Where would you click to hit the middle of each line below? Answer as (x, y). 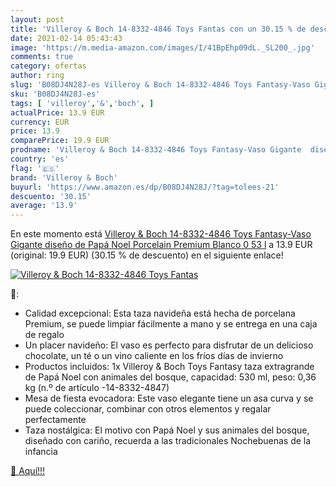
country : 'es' (40, 159)
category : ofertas (48, 66)
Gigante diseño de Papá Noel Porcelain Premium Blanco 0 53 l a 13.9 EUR (161, 245)
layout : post (37, 19)
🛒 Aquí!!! (28, 471)
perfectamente (55, 420)
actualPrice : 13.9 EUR (57, 112)
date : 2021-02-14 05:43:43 (66, 38)
